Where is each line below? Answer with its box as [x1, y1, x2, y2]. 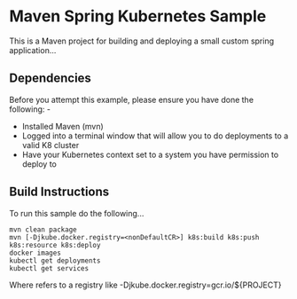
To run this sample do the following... [9, 208, 145, 218]
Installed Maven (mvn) [21, 121, 104, 131]
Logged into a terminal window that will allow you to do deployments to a [21, 130, 289, 141]
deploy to [21, 158, 58, 169]
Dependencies [9, 71, 91, 86]
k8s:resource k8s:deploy [9, 240, 101, 249]
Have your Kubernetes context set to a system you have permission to [21, 149, 279, 160]
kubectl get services [9, 264, 90, 272]
